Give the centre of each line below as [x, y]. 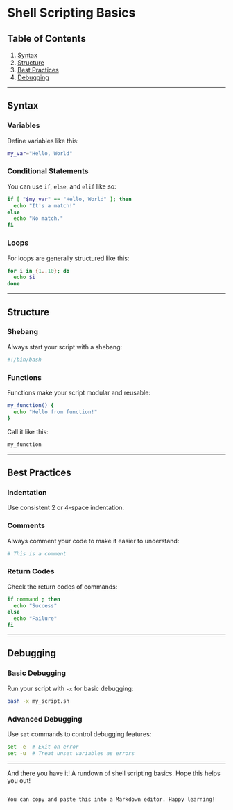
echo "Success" [35, 606]
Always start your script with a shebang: [65, 347]
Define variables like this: [43, 141]
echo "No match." [38, 219]
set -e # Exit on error [43, 747]
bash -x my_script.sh [38, 701]
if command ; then [34, 599]
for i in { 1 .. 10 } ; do [38, 271]
